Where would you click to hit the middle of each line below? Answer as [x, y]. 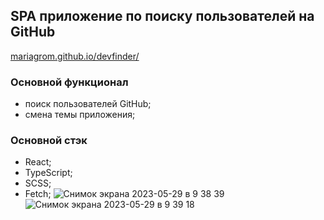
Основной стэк [49, 141]
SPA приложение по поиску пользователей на [162, 16]
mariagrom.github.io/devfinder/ [75, 56]
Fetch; [38, 194]
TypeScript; [48, 173]
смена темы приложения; [80, 115]
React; [38, 162]
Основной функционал [69, 82]
